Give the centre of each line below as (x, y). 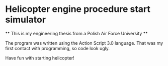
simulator (26, 20)
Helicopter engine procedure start (78, 9)
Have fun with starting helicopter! (40, 58)
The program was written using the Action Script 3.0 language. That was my (84, 43)
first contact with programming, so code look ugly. (57, 48)
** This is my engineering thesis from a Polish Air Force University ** (76, 33)
